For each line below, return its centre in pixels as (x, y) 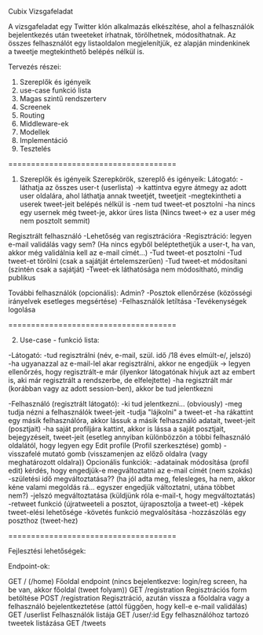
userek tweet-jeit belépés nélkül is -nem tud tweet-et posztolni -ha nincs (137, 204)
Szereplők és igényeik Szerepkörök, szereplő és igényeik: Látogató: (129, 179)
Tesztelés (35, 149)
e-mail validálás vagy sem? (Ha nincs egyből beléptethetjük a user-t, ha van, (132, 244)
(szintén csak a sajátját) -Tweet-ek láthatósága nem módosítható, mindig (126, 269)
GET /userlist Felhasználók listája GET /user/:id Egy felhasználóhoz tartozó (129, 615)
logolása (22, 310)
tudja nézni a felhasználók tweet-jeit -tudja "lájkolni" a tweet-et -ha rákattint (131, 412)
